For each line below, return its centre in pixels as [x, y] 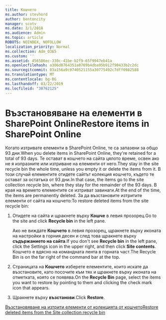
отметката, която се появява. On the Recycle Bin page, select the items [86, 277]
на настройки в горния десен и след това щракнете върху [74, 236]
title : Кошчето [21, 10]
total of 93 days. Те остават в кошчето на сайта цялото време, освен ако [82, 159]
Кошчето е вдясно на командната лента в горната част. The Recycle [84, 252]
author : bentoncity [25, 19]
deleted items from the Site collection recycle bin [55, 313]
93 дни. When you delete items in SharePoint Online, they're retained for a [81, 153]
